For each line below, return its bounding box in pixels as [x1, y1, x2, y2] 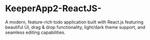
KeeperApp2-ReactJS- [5, 3, 102, 14]
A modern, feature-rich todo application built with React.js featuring [5, 19, 144, 25]
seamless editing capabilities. [5, 29, 66, 35]
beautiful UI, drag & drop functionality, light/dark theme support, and [5, 24, 146, 30]
